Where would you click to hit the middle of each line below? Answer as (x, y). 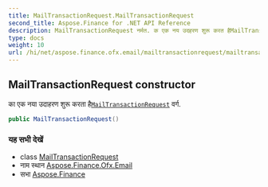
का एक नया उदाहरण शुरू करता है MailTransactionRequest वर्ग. (95, 103)
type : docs (26, 38)
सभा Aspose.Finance (53, 174)
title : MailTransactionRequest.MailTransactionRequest (101, 16)
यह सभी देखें (26, 139)
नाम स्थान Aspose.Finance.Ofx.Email (76, 165)
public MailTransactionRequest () (64, 119)
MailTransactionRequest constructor (102, 85)
